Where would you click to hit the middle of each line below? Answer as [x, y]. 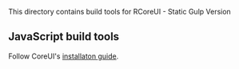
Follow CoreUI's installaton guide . [64, 56]
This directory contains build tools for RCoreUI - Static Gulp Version [120, 12]
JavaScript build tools [64, 37]
